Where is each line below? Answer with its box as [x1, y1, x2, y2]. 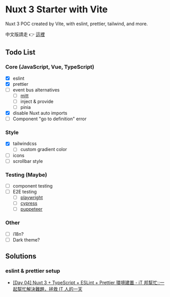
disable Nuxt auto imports [12, 110, 68, 116]
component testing [12, 182, 53, 189]
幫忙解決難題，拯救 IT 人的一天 [17, 286, 83, 292]
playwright [20, 194, 43, 201]
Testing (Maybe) [5, 171, 48, 178]
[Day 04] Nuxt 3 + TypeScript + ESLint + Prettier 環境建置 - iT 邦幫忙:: [12, 280, 160, 286]
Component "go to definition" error [12, 116, 87, 122]
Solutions [5, 252, 37, 261]
